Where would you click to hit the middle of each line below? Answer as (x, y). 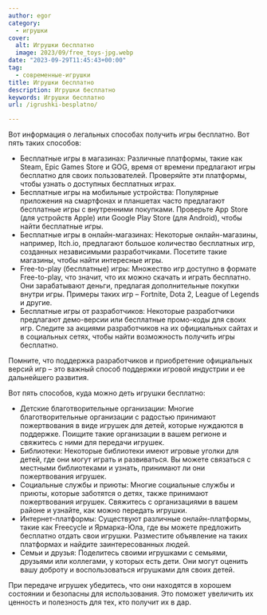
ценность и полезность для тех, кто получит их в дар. (100, 602)
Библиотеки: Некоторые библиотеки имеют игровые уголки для (129, 451)
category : (25, 23)
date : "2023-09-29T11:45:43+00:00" (67, 61)
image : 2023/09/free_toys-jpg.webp (75, 53)
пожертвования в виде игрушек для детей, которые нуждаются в (132, 426)
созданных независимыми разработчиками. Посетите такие (123, 252)
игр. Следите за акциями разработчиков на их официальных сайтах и (139, 328)
